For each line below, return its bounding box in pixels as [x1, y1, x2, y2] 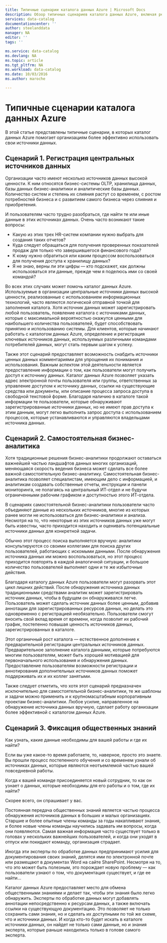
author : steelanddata [5, 26, 50, 31]
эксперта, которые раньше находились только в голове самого [5, 927, 141, 933]
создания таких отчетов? [12, 237, 66, 243]
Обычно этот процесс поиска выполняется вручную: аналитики [5, 538, 141, 544]
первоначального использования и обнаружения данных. [5, 658, 128, 663]
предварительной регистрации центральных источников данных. [5, 642, 145, 648]
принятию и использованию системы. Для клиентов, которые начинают [5, 325, 159, 331]
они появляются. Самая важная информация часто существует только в [5, 829, 160, 835]
